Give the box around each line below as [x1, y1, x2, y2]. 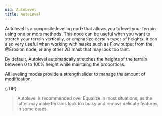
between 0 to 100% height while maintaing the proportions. [5, 61, 126, 67]
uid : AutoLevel [5, 7, 37, 12]
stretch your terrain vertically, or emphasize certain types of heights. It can [5, 36, 157, 42]
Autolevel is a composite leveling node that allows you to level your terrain [5, 25, 156, 31]
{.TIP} [5, 85, 17, 91]
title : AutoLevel [5, 12, 41, 17]
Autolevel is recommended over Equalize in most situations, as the [17, 95, 152, 101]
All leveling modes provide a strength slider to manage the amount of [5, 71, 146, 77]
